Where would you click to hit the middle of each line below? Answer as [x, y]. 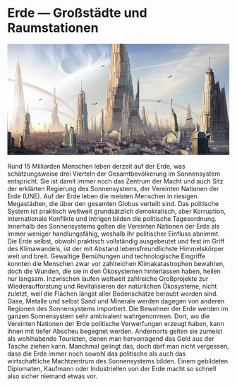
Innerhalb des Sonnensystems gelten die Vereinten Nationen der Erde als [114, 226]
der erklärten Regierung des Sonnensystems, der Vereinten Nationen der [113, 188]
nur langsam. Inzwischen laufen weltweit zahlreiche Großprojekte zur [108, 278]
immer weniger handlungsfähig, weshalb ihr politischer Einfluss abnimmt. [114, 234]
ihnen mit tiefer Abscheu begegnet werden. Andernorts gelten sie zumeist [115, 331]
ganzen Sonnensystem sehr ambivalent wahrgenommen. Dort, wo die [109, 316]
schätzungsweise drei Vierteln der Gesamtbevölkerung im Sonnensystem [114, 174]
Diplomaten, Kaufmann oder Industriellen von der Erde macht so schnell [112, 368]
